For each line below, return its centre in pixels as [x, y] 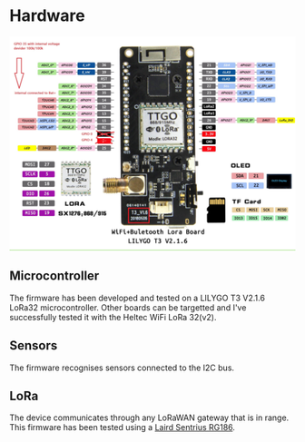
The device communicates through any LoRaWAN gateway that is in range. [149, 417]
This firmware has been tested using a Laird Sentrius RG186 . [123, 427]
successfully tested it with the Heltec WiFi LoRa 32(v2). [113, 317]
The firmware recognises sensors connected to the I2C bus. [122, 368]
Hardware [47, 16]
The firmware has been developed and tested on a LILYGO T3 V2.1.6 [138, 298]
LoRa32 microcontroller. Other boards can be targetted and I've [128, 307]
